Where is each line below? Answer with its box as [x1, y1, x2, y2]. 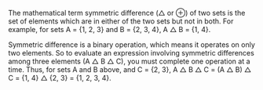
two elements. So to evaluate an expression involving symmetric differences [8, 49, 255, 57]
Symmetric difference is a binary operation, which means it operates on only [8, 40, 255, 49]
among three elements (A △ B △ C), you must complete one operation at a [8, 56, 250, 66]
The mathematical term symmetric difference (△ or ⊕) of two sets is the [8, 9, 246, 17]
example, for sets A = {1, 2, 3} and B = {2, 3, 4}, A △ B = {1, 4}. [8, 25, 211, 34]
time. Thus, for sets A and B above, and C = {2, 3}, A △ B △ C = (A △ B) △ [8, 65, 252, 74]
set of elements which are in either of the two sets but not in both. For [8, 16, 234, 26]
